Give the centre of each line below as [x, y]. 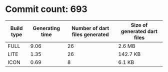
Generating [46, 28]
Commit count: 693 [46, 9]
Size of [139, 25]
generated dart [139, 31]
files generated [90, 34]
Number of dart [90, 28]
